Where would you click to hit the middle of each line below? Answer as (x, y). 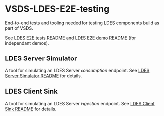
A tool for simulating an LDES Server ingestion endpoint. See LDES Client (80, 103)
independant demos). (27, 43)
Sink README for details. (31, 109)
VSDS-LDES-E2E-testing (57, 9)
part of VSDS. (19, 28)
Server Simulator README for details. (43, 76)
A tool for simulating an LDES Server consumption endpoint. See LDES (77, 70)
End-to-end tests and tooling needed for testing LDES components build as (82, 23)
